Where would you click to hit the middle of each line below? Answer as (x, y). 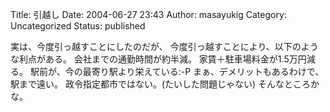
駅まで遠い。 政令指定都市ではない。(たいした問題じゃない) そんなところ (161, 84)
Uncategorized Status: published (78, 26)
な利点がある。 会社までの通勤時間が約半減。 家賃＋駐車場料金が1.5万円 (158, 59)
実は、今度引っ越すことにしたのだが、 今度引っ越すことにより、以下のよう (164, 46)
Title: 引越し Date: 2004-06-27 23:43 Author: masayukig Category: (148, 14)
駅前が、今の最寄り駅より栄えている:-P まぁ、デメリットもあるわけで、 (177, 71)
